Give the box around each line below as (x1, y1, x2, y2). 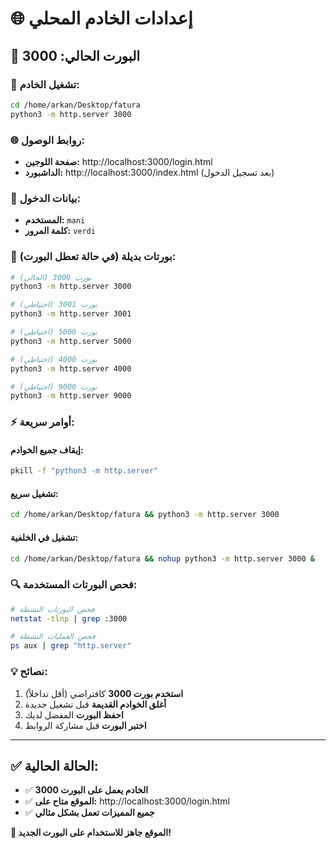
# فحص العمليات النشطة (10, 632, 96, 642)
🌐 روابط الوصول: (10, 133, 85, 147)
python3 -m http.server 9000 (10, 391, 132, 401)
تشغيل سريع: (10, 487, 59, 499)
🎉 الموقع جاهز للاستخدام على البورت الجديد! (10, 827, 172, 839)
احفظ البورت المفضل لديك (24, 708, 124, 721)
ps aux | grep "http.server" (10, 641, 132, 651)
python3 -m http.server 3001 (10, 309, 132, 319)
